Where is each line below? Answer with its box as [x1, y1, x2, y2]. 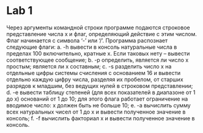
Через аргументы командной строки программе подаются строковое [6, 24, 191, 31]
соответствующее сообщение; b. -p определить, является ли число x [6, 56, 189, 63]
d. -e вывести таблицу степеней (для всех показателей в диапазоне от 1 [6, 88, 196, 96]
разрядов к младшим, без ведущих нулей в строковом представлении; [6, 82, 193, 89]
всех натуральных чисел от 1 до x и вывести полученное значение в [6, 108, 186, 115]
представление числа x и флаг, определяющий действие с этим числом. [6, 30, 197, 37]
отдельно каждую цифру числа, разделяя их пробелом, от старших [6, 76, 183, 83]
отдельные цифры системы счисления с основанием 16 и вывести [6, 69, 181, 76]
